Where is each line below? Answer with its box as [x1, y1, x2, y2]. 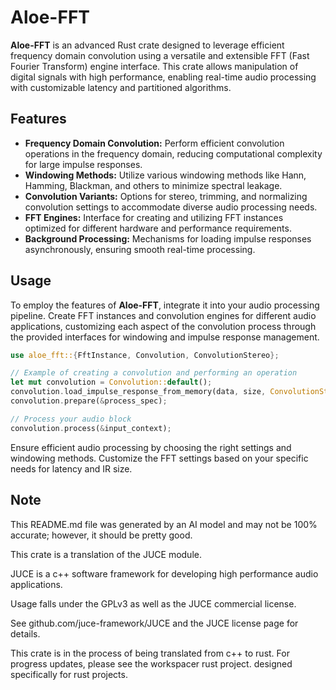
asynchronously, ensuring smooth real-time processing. [24, 243, 256, 255]
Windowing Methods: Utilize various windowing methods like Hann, [24, 169, 307, 181]
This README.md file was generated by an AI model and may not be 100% [10, 518, 318, 530]
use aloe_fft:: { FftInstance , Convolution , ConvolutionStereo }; [10, 350, 280, 360]
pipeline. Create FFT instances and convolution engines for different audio [10, 309, 317, 321]
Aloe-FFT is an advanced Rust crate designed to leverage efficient [10, 39, 285, 51]
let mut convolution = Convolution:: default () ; [10, 377, 213, 388]
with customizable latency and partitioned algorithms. [10, 81, 232, 93]
